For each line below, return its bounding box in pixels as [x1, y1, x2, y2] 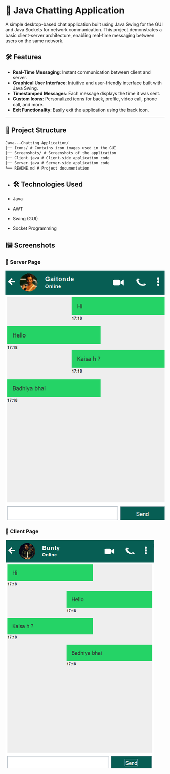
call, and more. [12, 101, 44, 107]
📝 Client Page [5, 528, 39, 535]
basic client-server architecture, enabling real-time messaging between [5, 32, 155, 38]
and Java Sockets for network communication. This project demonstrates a [5, 26, 162, 32]
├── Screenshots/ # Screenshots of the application [5, 150, 116, 155]
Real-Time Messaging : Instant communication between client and [12, 69, 151, 75]
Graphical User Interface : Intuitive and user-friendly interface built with [12, 80, 162, 86]
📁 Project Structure [5, 126, 67, 135]
